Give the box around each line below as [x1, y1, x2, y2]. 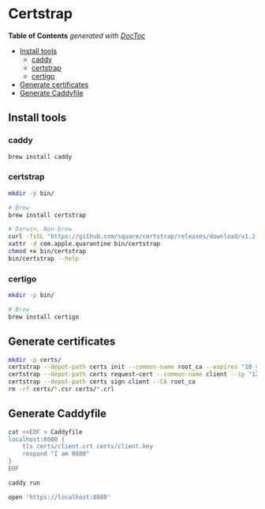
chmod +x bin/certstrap [8, 247, 87, 255]
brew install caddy [8, 153, 73, 160]
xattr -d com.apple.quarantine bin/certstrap [8, 240, 160, 248]
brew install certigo [8, 313, 80, 321]
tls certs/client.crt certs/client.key [22, 443, 154, 451]
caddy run [8, 479, 41, 487]
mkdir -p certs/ [8, 356, 62, 364]
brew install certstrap [8, 211, 87, 219]
